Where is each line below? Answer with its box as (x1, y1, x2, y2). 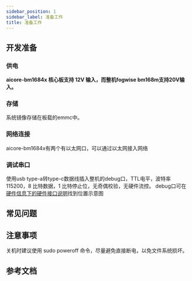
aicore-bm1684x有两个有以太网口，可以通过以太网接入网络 (6, 144, 148, 151)
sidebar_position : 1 (6, 8, 57, 15)
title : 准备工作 (6, 19, 42, 25)
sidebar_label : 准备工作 (6, 14, 63, 20)
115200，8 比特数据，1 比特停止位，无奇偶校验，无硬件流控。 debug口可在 (6, 182, 187, 189)
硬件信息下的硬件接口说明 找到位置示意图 (6, 189, 104, 197)
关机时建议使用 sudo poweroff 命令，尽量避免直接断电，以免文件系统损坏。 (6, 247, 188, 254)
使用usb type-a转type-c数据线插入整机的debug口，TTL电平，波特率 (6, 175, 171, 182)
